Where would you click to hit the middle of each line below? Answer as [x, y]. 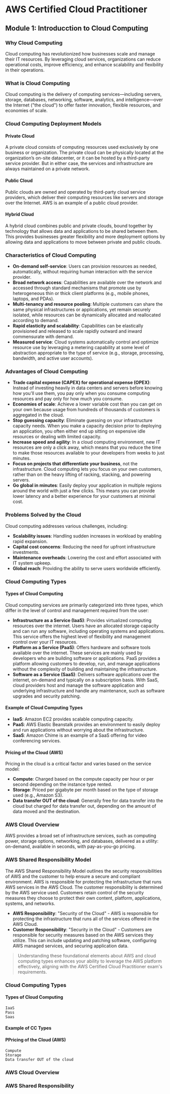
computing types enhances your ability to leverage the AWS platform [90, 961]
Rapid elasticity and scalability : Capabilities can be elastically [78, 326]
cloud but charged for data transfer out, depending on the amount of [84, 806]
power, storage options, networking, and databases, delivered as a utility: [82, 841]
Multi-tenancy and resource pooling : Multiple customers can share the [88, 304]
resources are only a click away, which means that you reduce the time [87, 447]
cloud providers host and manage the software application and [78, 685]
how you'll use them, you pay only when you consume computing [81, 393]
